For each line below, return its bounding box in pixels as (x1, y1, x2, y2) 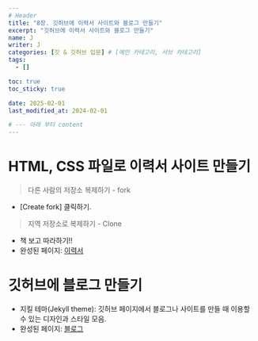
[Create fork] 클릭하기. (19, 202, 92, 212)
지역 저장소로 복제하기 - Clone (27, 219, 123, 228)
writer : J (8, 41, 41, 49)
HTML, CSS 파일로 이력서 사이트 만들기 (8, 158, 251, 175)
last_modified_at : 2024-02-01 (8, 106, 108, 115)
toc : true (8, 77, 41, 86)
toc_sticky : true (8, 85, 66, 93)
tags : (8, 56, 26, 64)
